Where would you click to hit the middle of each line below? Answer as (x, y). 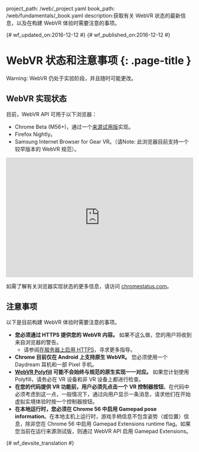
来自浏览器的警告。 (38, 342)
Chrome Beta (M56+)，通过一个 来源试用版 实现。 (74, 126)
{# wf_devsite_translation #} (40, 443)
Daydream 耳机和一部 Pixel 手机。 (56, 364)
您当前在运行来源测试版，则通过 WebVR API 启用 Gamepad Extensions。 (103, 431)
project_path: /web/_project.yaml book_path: (61, 9)
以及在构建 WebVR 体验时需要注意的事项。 (68, 23)
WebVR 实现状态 (36, 99)
